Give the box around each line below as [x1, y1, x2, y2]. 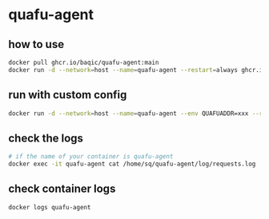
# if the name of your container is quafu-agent [8, 153, 174, 161]
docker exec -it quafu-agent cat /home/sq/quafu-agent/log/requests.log [8, 160, 256, 169]
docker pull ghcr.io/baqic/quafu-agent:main [8, 58, 159, 66]
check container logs [8, 182, 116, 196]
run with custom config [8, 88, 127, 102]
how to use [8, 38, 65, 51]
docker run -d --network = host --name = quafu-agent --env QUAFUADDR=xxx [8, 109, 249, 117]
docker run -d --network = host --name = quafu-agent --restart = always [8, 66, 239, 74]
